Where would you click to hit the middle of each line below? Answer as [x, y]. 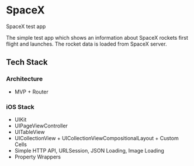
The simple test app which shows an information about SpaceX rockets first [97, 37]
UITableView [30, 132]
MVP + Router [31, 92]
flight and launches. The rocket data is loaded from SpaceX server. [86, 44]
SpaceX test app [26, 26]
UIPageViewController [41, 126]
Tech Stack [27, 62]
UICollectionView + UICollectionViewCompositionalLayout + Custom [97, 138]
